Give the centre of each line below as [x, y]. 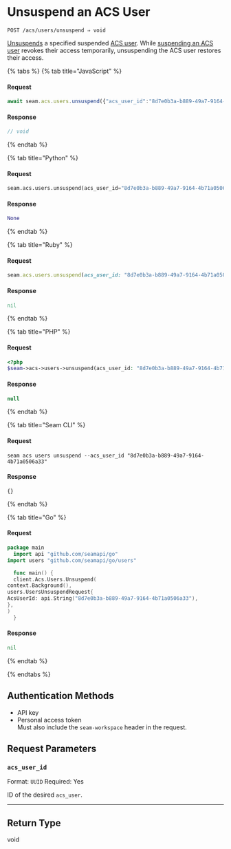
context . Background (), [40, 585]
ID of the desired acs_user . [45, 795]
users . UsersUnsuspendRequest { [51, 592]
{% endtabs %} [29, 674]
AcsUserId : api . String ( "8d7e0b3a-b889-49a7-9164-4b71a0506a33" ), [102, 599]
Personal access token [49, 720]
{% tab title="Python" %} [43, 158]
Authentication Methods [61, 696]
